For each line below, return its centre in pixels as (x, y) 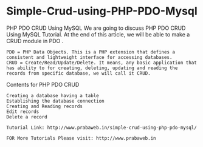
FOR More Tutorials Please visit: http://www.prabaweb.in (81, 138)
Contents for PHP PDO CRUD (43, 84)
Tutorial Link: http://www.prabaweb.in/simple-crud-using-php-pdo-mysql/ (102, 128)
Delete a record (27, 117)
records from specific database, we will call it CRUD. (78, 73)
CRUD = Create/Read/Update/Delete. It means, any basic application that (102, 63)
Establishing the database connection (55, 101)
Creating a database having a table (53, 95)
